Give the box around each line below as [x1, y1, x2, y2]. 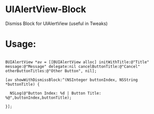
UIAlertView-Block [5, 4, 87, 15]
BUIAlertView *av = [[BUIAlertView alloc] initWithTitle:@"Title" [5, 60, 149, 65]
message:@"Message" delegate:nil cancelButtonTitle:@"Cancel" [5, 64, 140, 69]
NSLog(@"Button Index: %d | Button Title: [10, 91, 101, 96]
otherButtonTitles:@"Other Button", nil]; [5, 68, 97, 73]
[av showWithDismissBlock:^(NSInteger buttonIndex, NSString [5, 77, 138, 82]
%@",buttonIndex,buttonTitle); [5, 95, 72, 100]
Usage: [5, 38, 37, 50]
